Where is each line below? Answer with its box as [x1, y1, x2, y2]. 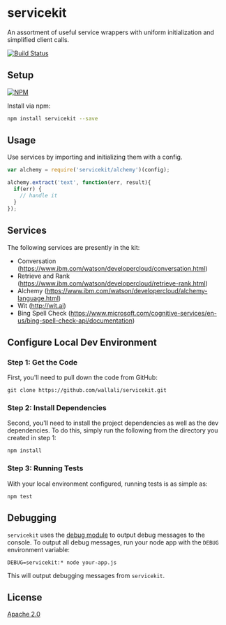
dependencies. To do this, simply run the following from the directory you [7, 426, 218, 435]
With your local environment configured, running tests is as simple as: [7, 479, 208, 488]
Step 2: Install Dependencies [7, 403, 107, 413]
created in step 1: [7, 434, 57, 442]
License [7, 591, 43, 603]
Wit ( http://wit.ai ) [17, 301, 66, 309]
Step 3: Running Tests [7, 463, 84, 473]
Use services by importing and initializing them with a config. [7, 153, 183, 162]
